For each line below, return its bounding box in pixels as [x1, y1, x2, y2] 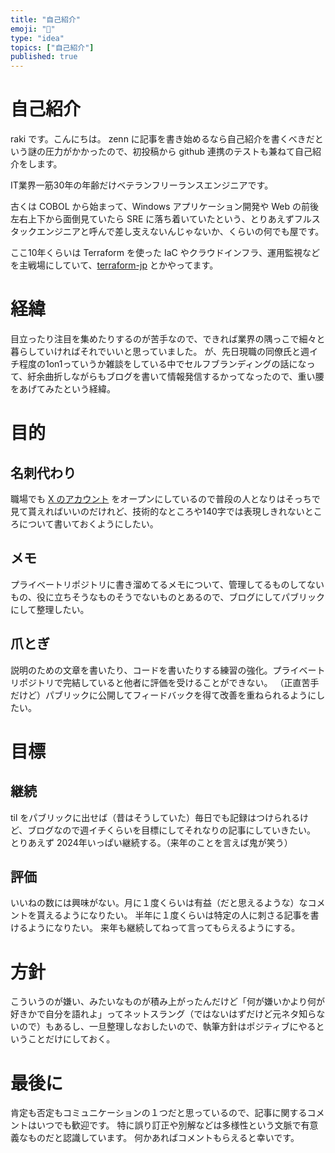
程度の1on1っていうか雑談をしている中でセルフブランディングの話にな [18, 358, 307, 370]
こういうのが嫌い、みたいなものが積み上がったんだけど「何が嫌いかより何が [10, 996, 326, 1008]
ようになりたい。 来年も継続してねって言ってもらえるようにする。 [27, 922, 301, 934]
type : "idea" [10, 33, 65, 43]
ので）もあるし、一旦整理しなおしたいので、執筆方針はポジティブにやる [18, 1021, 317, 1033]
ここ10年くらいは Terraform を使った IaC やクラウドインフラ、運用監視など [10, 247, 321, 259]
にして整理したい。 [10, 603, 90, 615]
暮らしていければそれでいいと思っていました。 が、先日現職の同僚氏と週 [10, 346, 310, 357]
